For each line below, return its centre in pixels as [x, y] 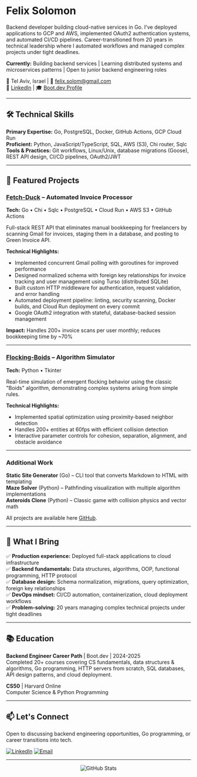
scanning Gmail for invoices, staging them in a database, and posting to [93, 234]
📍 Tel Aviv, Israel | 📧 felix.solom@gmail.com [59, 81]
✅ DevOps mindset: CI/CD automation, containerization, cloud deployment [97, 594]
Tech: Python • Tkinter [34, 370]
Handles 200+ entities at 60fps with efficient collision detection [91, 429]
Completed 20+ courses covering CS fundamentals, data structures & [90, 662]
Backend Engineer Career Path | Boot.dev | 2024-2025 [73, 655]
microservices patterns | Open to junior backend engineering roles [86, 69]
